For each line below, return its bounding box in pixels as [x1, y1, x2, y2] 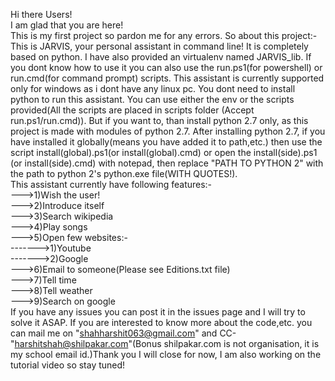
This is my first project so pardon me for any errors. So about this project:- [10, 30, 318, 41]
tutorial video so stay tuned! [10, 359, 126, 371]
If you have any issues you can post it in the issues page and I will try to [10, 306, 306, 318]
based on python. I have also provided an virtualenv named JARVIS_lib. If [10, 51, 312, 63]
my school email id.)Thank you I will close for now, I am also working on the [10, 349, 322, 360]
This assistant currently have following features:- [10, 179, 213, 190]
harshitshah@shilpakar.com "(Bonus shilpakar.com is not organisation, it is [14, 338, 320, 349]
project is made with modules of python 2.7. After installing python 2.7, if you [10, 125, 326, 137]
